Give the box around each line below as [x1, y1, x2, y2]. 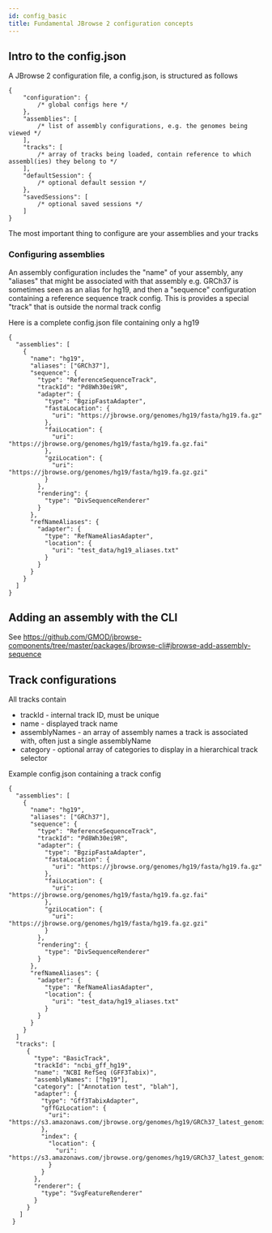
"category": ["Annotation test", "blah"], [33, 1083, 180, 1091]
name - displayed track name [19, 719, 118, 728]
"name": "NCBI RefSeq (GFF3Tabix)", [33, 1068, 158, 1077]
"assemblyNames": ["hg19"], [33, 1076, 129, 1084]
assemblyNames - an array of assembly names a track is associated [19, 728, 249, 737]
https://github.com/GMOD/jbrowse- [23, 632, 142, 642]
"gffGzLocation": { [40, 1104, 107, 1112]
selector [19, 754, 49, 763]
